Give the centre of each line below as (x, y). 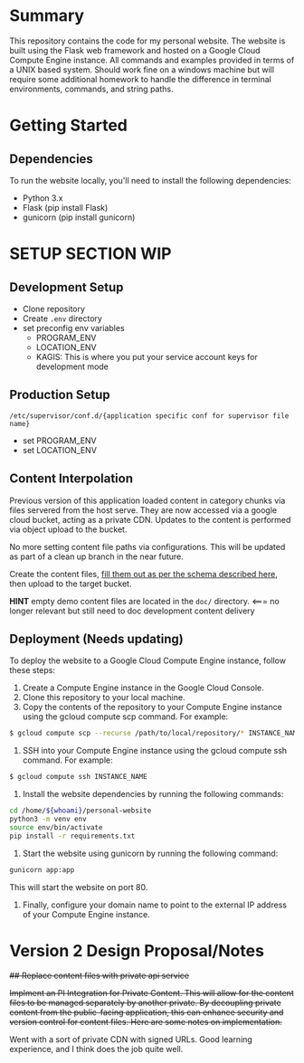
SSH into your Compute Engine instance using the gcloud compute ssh (155, 751)
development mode (72, 366)
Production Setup (60, 395)
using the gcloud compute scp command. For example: (125, 717)
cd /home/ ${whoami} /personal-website (81, 811)
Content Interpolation (71, 479)
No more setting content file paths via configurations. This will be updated (147, 546)
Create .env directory (62, 318)
